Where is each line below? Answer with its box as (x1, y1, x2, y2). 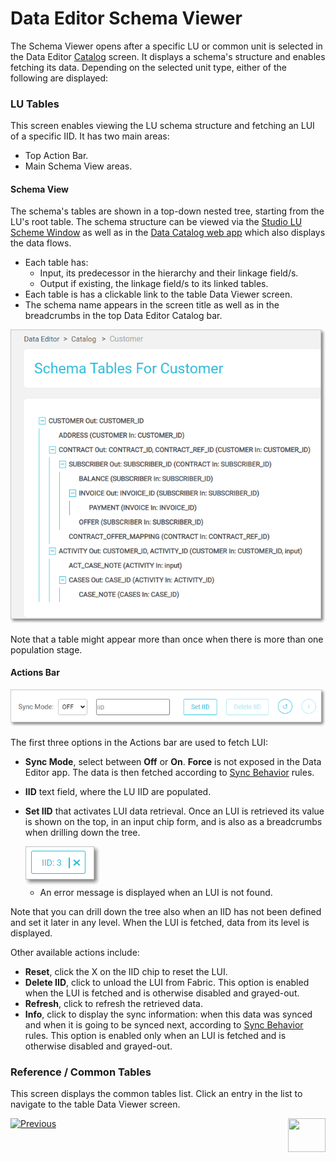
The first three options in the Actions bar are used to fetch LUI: (10, 736, 269, 748)
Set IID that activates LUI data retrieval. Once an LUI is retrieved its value (24, 805, 325, 817)
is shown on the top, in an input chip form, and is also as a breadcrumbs (24, 815, 323, 827)
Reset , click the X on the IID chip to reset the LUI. (24, 965, 228, 977)
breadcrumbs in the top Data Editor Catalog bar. (24, 310, 223, 322)
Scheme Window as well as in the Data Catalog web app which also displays (10, 227, 326, 239)
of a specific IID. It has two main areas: (10, 130, 170, 142)
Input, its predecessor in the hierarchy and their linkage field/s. (39, 267, 299, 279)
